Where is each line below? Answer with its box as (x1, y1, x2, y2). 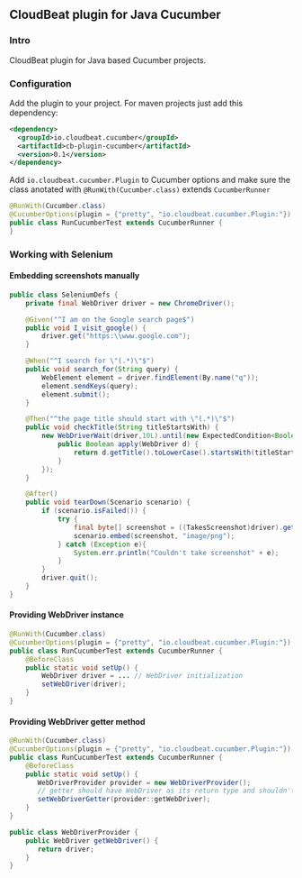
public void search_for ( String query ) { (25, 365, 179, 374)
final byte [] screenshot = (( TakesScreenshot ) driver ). (73, 523, 283, 532)
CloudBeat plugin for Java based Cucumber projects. (9, 54, 207, 66)
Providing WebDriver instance (9, 609, 124, 620)
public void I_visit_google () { (25, 324, 147, 333)
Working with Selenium (9, 248, 114, 261)
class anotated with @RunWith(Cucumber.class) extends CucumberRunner (9, 184, 271, 195)
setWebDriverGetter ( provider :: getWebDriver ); (37, 795, 211, 804)
